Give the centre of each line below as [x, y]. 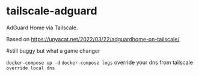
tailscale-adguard [52, 11]
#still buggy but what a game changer [53, 51]
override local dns [31, 68]
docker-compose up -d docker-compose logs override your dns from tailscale [100, 62]
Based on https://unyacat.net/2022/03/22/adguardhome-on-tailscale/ [93, 39]
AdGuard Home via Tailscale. [42, 28]
